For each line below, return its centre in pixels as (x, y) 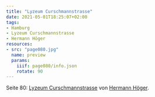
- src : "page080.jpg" (32, 50)
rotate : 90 (30, 71)
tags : (13, 22)
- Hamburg (18, 28)
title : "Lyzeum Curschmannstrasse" (49, 11)
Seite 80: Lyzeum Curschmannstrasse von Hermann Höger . (77, 88)
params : (21, 60)
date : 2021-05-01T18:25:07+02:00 (47, 17)
